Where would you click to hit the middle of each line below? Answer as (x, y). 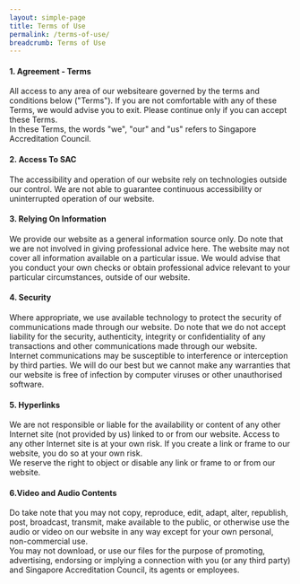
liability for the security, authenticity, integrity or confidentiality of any (137, 336)
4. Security (30, 298)
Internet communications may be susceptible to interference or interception (149, 356)
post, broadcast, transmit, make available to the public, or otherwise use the (150, 522)
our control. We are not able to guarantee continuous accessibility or (136, 188)
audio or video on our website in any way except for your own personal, (141, 532)
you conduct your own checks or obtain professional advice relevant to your (150, 267)
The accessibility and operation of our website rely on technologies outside (148, 179)
